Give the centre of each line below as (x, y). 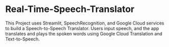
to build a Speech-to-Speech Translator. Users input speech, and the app (82, 28)
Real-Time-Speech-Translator (70, 9)
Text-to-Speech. (22, 39)
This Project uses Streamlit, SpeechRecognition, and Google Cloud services (85, 23)
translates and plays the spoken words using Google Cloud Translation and (84, 33)
